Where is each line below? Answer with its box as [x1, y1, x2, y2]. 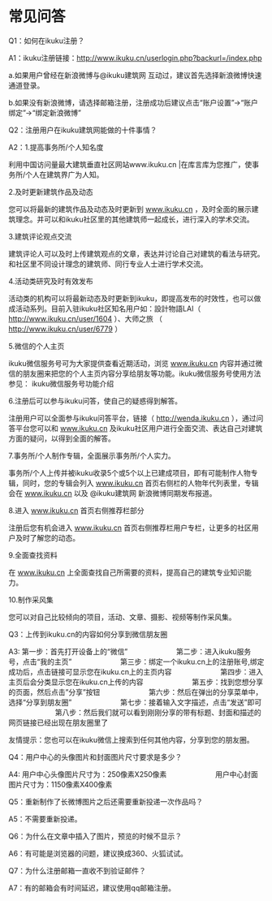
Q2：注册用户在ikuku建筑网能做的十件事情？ [8, 125, 158, 135]
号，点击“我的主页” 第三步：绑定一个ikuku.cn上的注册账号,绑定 [8, 657, 265, 666]
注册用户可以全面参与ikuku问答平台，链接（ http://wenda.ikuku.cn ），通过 [8, 413, 257, 423]
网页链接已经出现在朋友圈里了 [8, 718, 108, 727]
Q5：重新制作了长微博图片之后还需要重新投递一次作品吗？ [8, 796, 204, 806]
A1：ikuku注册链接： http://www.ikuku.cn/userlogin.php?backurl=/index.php [8, 53, 262, 63]
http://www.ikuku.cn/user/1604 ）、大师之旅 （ [8, 313, 162, 323]
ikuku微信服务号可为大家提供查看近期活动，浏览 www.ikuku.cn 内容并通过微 [8, 358, 263, 368]
